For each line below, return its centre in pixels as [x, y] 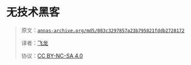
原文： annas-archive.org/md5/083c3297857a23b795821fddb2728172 [103, 30]
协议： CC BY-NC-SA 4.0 [52, 55]
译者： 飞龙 [35, 43]
